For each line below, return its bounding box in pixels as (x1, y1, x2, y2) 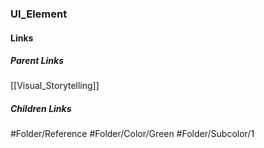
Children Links (10, 103, 72, 115)
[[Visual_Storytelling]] (10, 80, 100, 92)
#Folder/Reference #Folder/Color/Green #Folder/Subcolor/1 (10, 128, 255, 140)
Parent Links (10, 55, 64, 67)
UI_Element (10, 7, 68, 21)
